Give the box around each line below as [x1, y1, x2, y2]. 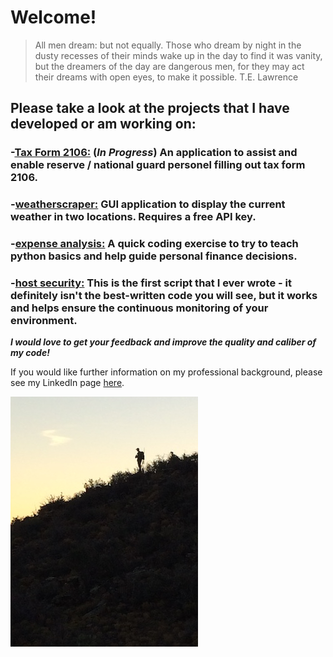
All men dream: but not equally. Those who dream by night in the [34, 39, 302, 51]
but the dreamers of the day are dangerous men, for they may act [34, 60, 305, 72]
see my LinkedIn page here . [10, 377, 125, 389]
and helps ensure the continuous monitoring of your [10, 301, 269, 315]
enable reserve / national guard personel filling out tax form [10, 158, 306, 172]
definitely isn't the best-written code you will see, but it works [10, 289, 318, 303]
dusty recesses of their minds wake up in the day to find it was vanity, [34, 49, 323, 61]
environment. [10, 314, 78, 328]
